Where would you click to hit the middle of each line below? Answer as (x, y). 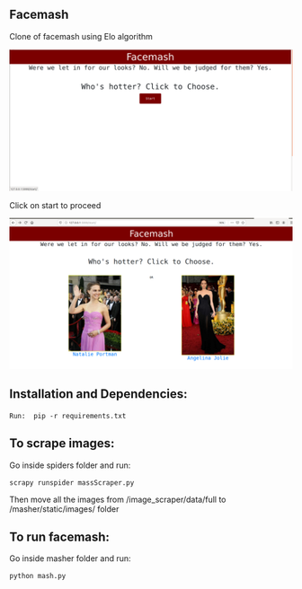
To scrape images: (62, 444)
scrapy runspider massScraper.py (72, 483)
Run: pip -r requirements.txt (68, 416)
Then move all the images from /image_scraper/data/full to (118, 499)
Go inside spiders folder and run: (70, 465)
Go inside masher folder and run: (71, 558)
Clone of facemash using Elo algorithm (81, 36)
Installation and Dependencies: (98, 394)
